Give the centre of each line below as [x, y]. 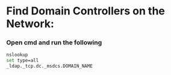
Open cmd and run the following [54, 43]
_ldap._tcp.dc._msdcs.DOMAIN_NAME [50, 66]
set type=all [23, 61]
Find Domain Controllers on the [86, 11]
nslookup [17, 55]
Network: [30, 24]
